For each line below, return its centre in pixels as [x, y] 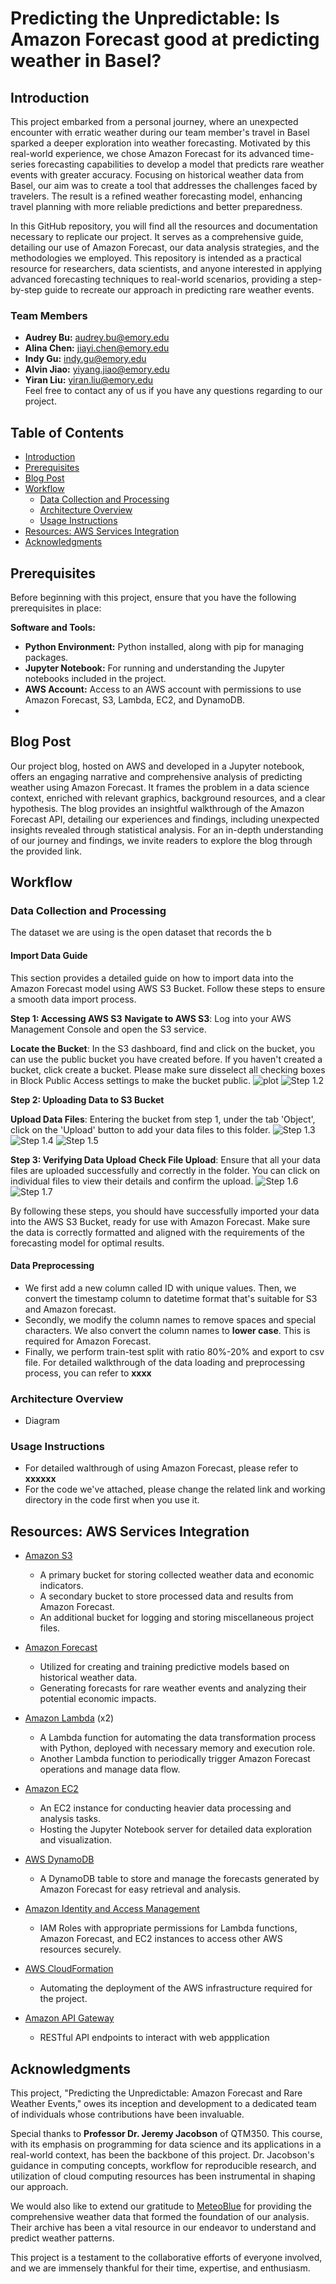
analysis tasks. [70, 1819]
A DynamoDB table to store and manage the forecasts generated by [179, 1879]
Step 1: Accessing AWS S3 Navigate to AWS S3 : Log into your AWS [151, 1018]
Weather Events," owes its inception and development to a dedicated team [163, 2104]
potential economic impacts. [98, 1699]
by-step [26, 290]
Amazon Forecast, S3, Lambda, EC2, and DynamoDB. [135, 699]
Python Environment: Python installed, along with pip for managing [164, 646]
